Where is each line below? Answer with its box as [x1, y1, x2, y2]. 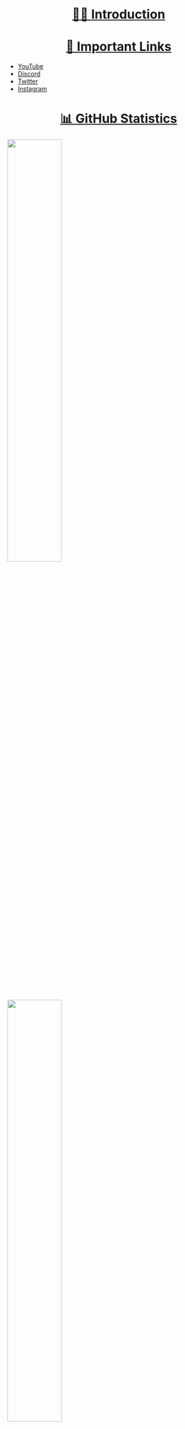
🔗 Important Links [66, 39, 172, 55]
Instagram [17, 85, 47, 93]
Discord [17, 70, 41, 78]
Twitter [17, 77, 39, 86]
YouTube [17, 62, 44, 71]
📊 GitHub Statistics [59, 111, 178, 127]
